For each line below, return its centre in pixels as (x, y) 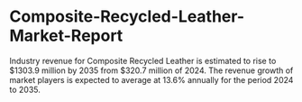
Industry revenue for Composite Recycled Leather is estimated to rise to (143, 60)
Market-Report (66, 36)
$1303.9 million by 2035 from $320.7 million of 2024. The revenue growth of (151, 70)
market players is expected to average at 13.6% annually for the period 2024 (151, 79)
